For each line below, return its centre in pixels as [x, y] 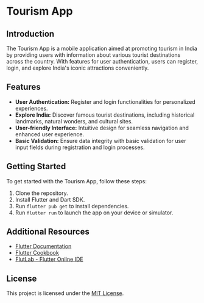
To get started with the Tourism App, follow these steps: [77, 181]
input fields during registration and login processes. [80, 147]
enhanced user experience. [49, 134]
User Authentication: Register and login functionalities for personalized [105, 101]
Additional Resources [48, 232]
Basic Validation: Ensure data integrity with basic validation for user [101, 141]
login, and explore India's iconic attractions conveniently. [78, 68]
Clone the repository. [41, 193]
